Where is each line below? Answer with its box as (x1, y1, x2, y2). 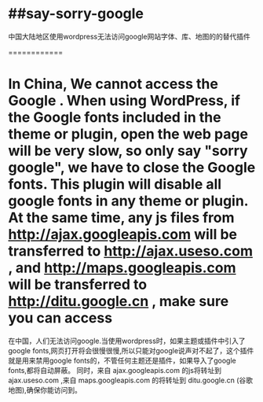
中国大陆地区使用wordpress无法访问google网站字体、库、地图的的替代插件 (8, 31, 251, 41)
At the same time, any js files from (8, 209, 235, 227)
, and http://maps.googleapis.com (8, 259, 236, 277)
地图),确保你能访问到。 (8, 385, 82, 394)
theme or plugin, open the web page (8, 125, 249, 143)
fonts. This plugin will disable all (8, 175, 222, 194)
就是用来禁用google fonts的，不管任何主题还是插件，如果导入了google (8, 356, 237, 365)
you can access (8, 309, 112, 327)
